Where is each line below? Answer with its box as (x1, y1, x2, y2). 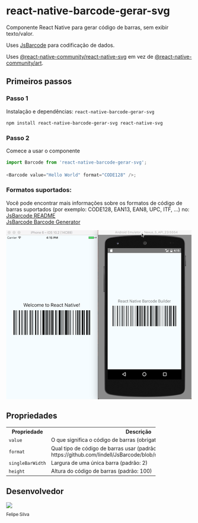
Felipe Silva (6, 512, 30, 518)
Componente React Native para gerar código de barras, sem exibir (6, 24, 169, 31)
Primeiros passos (6, 76, 72, 87)
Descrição (125, 428, 152, 435)
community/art (6, 59, 42, 66)
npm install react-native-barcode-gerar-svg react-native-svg (6, 120, 163, 126)
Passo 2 (6, 133, 30, 142)
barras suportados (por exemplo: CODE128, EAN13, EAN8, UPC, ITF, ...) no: (6, 206, 190, 213)
